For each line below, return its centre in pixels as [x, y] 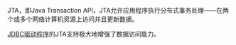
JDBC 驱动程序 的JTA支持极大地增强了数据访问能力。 [84, 34]
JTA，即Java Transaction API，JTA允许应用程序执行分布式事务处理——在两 [118, 10]
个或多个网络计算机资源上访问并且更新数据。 [73, 19]
